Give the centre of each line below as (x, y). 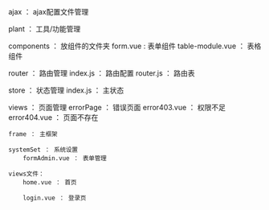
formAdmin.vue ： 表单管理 (65, 159)
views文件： (26, 174)
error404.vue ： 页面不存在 (53, 117)
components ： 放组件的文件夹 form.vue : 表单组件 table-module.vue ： (127, 46)
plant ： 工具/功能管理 (45, 29)
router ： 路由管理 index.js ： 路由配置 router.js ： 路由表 (102, 73)
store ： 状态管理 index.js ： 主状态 (66, 90)
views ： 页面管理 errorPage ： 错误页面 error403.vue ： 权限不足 (117, 107)
